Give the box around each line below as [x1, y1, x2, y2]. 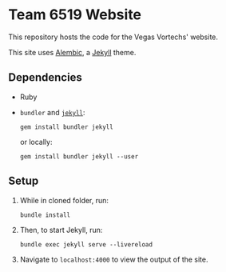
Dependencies [8, 70, 82, 85]
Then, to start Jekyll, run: [19, 225, 103, 234]
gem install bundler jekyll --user [19, 152, 139, 161]
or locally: [19, 137, 53, 146]
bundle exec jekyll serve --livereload [19, 240, 153, 249]
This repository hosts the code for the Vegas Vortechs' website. [8, 32, 218, 42]
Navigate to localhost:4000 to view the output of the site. [19, 254, 209, 264]
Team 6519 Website [8, 6, 142, 24]
